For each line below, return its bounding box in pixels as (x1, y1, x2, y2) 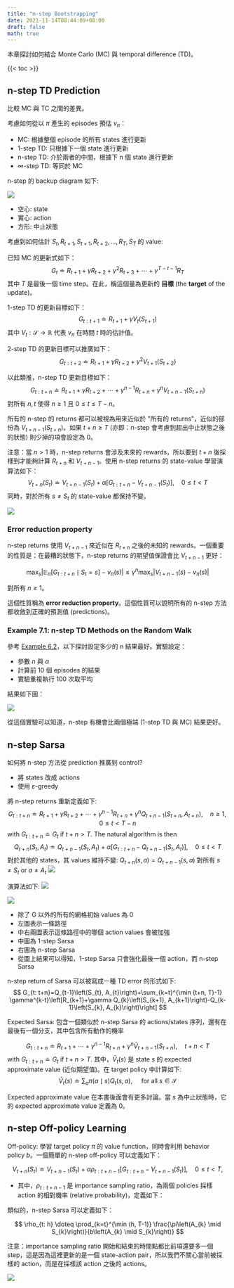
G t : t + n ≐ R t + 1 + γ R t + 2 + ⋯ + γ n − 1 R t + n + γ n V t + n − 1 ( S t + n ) (30, 385, 205, 396)
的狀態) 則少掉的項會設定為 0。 (7, 433, 97, 442)
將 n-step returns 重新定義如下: (7, 797, 97, 805)
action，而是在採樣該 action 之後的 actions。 (20, 1260, 151, 1268)
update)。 (7, 288, 36, 297)
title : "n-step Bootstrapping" (7, 10, 99, 18)
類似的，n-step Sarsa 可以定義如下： (7, 1206, 114, 1214)
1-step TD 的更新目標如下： (7, 303, 86, 312)
